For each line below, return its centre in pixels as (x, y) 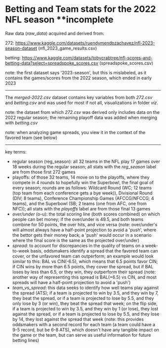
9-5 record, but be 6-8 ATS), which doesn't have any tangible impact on (86, 330)
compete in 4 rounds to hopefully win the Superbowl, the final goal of (83, 182)
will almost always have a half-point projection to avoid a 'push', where (84, 230)
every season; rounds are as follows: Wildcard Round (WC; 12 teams (82, 188)
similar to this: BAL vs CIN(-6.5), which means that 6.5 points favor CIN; (85, 261)
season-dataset (21, 48)
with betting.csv (21, 123)
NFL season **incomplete (59, 20)
